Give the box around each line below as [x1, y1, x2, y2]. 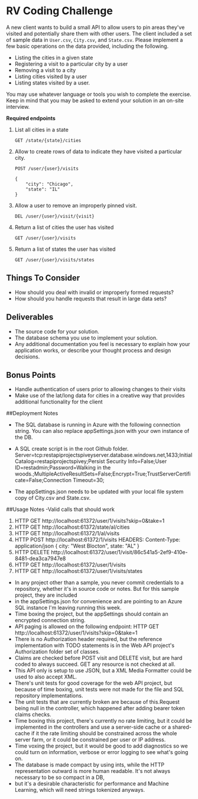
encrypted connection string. [14, 617, 86, 624]
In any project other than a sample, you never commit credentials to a [14, 579, 184, 586]
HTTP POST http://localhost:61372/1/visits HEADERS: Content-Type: [14, 536, 180, 544]
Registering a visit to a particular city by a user [14, 60, 128, 67]
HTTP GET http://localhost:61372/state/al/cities [14, 523, 130, 530]
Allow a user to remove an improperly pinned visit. [14, 202, 137, 209]
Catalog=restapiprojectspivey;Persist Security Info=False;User [14, 458, 167, 465]
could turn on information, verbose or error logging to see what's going [14, 749, 189, 756]
